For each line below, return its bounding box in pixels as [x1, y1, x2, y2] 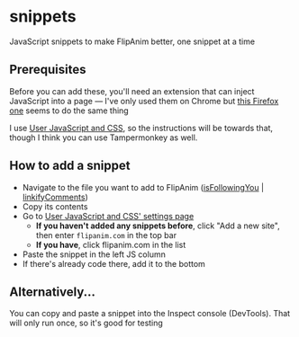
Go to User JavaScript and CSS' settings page [22, 210, 195, 221]
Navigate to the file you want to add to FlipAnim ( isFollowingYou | [22, 182, 264, 192]
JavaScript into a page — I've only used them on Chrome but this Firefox [9, 95, 279, 106]
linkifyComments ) [22, 191, 88, 202]
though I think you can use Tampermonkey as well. [9, 132, 198, 143]
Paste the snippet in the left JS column [22, 249, 167, 260]
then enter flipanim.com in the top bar [35, 229, 177, 240]
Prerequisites [9, 62, 86, 77]
